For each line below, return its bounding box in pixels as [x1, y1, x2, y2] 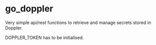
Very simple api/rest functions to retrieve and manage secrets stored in [5, 19, 151, 25]
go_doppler [5, 3, 53, 14]
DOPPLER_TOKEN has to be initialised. [5, 34, 84, 40]
